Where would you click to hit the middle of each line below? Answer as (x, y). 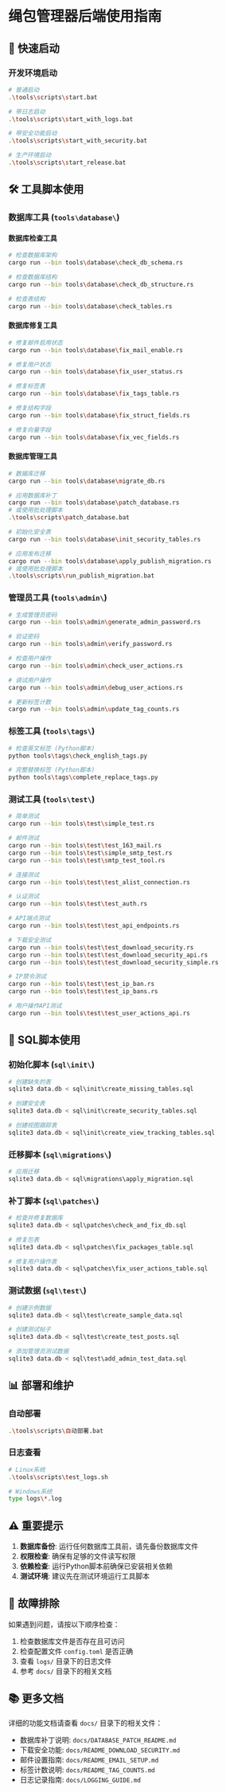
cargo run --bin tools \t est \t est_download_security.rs (101, 947)
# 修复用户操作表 (33, 1262)
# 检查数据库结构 (33, 277)
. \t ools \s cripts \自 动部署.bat (56, 1430)
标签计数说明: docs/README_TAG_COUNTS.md (87, 1770)
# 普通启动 (24, 90)
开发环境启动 (33, 72)
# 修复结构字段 (30, 408)
